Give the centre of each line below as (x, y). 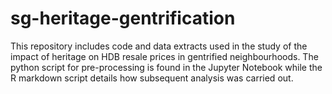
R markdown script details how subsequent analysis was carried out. (152, 78)
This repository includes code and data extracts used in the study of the (159, 46)
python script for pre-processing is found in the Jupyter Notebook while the (166, 67)
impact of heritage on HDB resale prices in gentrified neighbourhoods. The (164, 56)
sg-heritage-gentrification (123, 18)
